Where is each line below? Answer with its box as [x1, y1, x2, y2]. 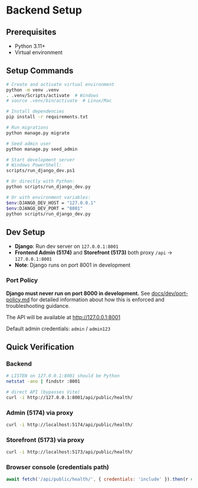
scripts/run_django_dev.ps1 [6, 168, 75, 174]
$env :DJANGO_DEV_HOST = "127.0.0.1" [6, 200, 96, 206]
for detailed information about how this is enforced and [31, 296, 165, 303]
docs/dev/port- [151, 290, 189, 297]
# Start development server [6, 157, 75, 162]
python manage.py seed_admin [6, 146, 78, 152]
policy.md [6, 296, 30, 303]
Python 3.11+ [14, 42, 46, 49]
